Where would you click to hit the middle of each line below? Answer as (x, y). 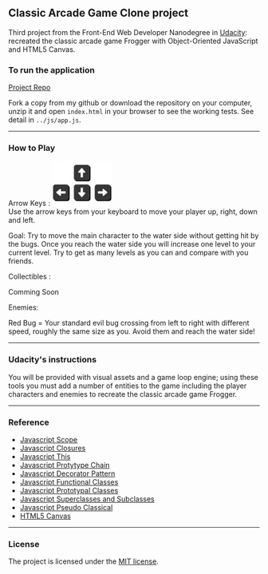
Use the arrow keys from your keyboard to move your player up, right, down (133, 212)
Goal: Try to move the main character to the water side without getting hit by (134, 236)
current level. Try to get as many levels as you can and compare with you (128, 253)
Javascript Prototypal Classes (69, 491)
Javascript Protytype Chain (65, 465)
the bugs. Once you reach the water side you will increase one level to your (132, 244)
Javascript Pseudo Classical (66, 507)
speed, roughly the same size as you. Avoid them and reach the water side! (132, 331)
